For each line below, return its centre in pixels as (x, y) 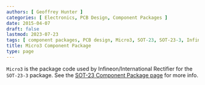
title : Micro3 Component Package (49, 46)
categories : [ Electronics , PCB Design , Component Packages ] (87, 18)
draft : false (23, 29)
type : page (20, 52)
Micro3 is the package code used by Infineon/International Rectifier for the (99, 69)
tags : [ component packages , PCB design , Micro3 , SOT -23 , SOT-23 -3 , (95, 40)
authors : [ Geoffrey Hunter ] (45, 12)
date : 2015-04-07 (28, 23)
